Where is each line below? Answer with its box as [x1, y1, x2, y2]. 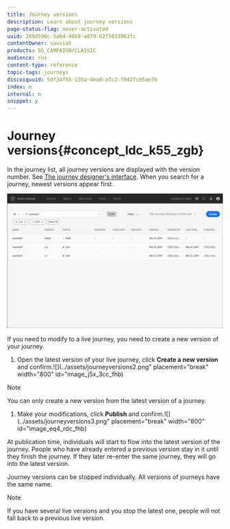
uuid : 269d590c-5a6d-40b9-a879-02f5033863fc [7, 33, 136, 40]
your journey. [7, 342, 44, 350]
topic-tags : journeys [7, 69, 69, 75]
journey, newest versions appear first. [7, 180, 114, 188]
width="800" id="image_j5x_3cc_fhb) [16, 370, 124, 378]
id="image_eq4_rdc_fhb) [16, 424, 87, 432]
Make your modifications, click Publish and [16, 410, 140, 418]
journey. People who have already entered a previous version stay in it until [7, 445, 219, 453]
